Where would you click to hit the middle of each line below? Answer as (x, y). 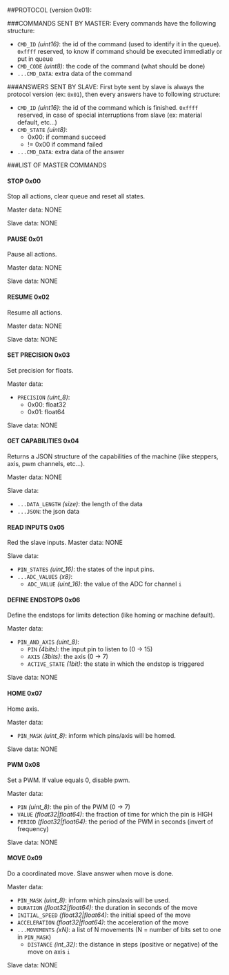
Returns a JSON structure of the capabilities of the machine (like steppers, (113, 456)
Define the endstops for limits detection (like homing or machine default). (111, 615)
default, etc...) (37, 122)
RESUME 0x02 (28, 297)
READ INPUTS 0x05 (36, 527)
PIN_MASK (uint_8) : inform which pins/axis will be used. (93, 900)
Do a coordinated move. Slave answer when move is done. (90, 873)
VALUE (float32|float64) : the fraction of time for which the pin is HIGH (114, 814)
